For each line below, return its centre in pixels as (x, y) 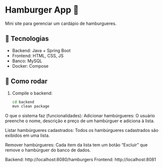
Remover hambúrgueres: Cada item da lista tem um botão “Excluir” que (76, 145)
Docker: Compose (30, 66)
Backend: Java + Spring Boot (41, 50)
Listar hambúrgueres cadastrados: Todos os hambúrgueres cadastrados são (82, 130)
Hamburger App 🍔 (42, 10)
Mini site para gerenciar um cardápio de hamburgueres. (61, 23)
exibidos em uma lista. (27, 135)
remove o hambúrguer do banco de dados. (48, 150)
